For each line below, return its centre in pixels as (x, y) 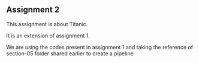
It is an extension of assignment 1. (48, 36)
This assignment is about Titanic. (47, 24)
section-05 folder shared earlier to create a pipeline (70, 53)
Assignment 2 (33, 10)
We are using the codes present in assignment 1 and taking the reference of (100, 47)
